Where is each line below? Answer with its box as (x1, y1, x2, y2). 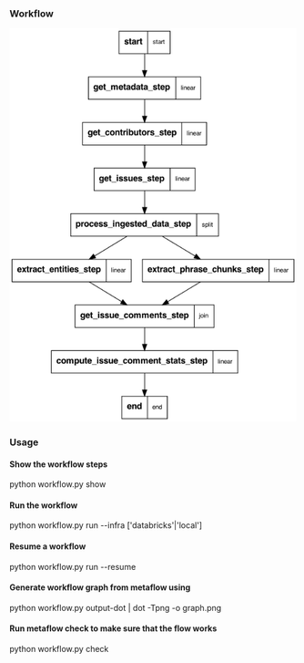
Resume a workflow (9, 541, 86, 552)
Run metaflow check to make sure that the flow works (9, 623, 218, 634)
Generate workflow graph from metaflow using (9, 582, 191, 593)
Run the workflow (9, 500, 78, 511)
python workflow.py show (9, 479, 106, 490)
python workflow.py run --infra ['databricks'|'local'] (9, 520, 203, 531)
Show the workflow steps (9, 459, 108, 470)
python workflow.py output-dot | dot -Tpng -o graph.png (9, 602, 222, 613)
